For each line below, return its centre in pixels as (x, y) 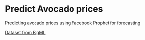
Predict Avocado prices (54, 9)
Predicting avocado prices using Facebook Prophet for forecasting (73, 23)
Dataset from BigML (25, 32)
